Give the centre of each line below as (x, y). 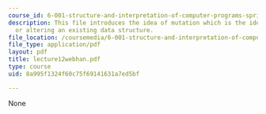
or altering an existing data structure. (85, 30)
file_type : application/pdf (55, 45)
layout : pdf (28, 52)
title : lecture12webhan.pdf (55, 60)
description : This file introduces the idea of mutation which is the (127, 23)
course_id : (26, 15)
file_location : (33, 37)
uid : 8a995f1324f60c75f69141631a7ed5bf (74, 74)
